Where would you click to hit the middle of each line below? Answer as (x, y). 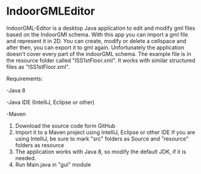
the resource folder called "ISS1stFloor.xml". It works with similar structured (101, 60)
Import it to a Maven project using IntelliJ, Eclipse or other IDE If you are (105, 132)
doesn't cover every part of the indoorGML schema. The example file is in (99, 54)
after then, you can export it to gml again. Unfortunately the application (95, 47)
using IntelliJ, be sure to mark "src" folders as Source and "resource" (102, 139)
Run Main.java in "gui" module (53, 164)
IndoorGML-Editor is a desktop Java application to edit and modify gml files (101, 28)
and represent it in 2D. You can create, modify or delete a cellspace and (97, 41)
